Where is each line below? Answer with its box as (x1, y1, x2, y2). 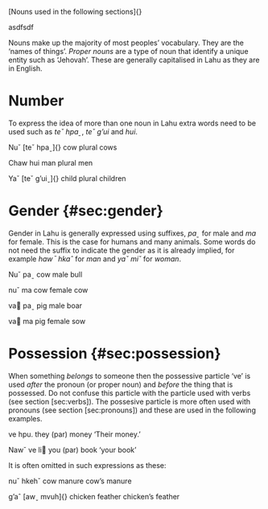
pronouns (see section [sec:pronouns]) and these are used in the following (8, 405, 256, 415)
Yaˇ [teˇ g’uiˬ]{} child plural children (8, 173, 126, 183)
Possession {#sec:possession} (8, 345, 221, 363)
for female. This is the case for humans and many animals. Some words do (8, 236, 256, 246)
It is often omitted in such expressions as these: (8, 460, 167, 470)
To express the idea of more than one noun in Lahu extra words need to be (8, 118, 256, 128)
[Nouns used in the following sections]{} (8, 7, 142, 16)
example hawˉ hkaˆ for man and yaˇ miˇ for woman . (8, 253, 182, 264)
